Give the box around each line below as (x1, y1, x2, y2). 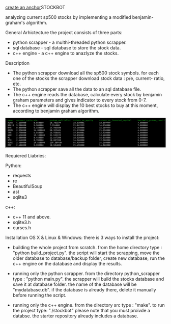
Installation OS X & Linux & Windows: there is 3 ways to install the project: (5, 234, 160, 240)
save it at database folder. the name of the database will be (12, 281, 137, 287)
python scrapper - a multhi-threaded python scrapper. (12, 39, 127, 45)
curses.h (12, 224, 32, 231)
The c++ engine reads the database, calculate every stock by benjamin (12, 92, 162, 97)
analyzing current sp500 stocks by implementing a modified (5, 14, 131, 20)
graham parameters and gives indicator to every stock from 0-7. (12, 97, 147, 103)
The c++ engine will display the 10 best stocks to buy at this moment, (12, 102, 158, 109)
